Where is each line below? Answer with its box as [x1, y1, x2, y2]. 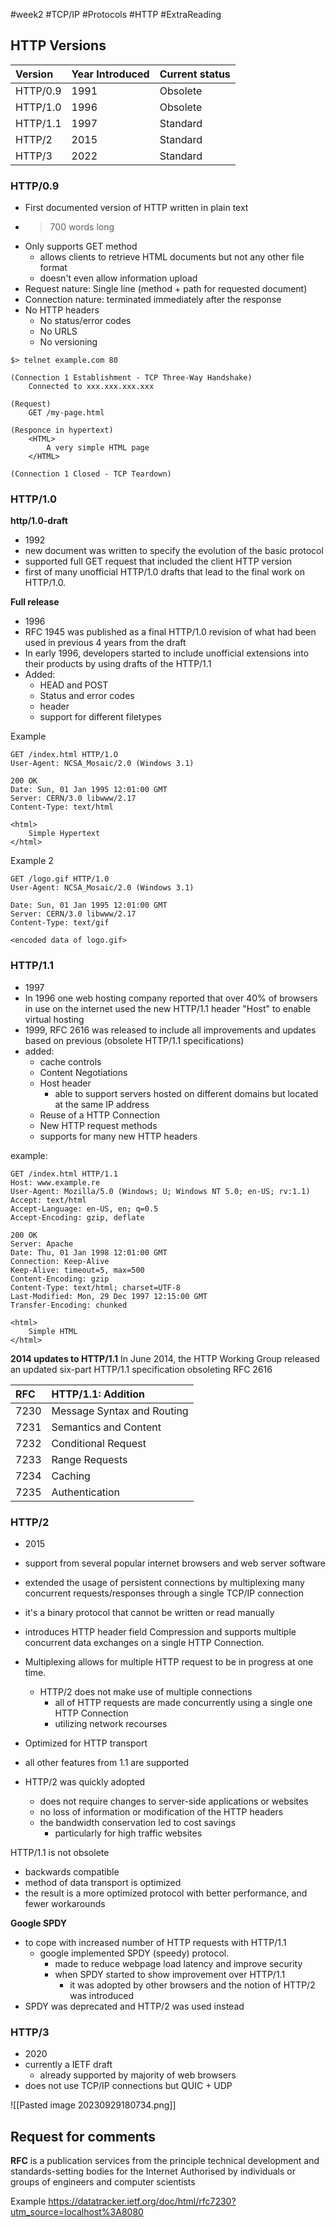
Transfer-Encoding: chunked [10, 1300, 128, 1310]
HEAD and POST [39, 679, 109, 691]
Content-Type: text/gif [10, 918, 110, 928]
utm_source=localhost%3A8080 [10, 2206, 144, 2218]
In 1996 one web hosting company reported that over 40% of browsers [24, 992, 318, 1004]
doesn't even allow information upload [39, 272, 198, 284]
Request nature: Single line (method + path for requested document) [24, 283, 308, 295]
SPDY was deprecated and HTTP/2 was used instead [24, 2000, 245, 2012]
